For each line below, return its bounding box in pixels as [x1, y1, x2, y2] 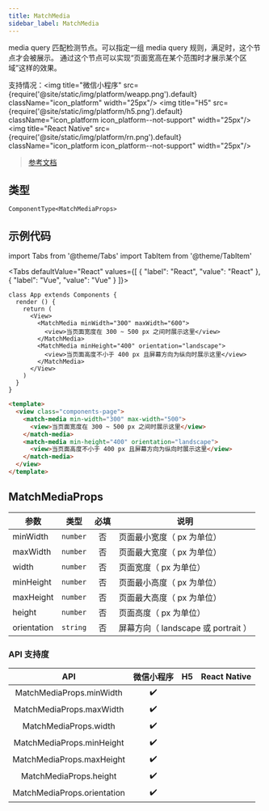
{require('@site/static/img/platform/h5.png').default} [8, 106, 183, 116]
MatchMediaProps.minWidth [15, 687, 123, 699]
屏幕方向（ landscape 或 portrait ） [118, 622, 252, 633]
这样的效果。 [19, 62, 62, 73]
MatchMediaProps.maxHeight [12, 754, 125, 765]
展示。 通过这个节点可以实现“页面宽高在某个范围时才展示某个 [36, 53, 241, 62]
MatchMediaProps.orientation [12, 788, 125, 799]
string [61, 623, 87, 631]
